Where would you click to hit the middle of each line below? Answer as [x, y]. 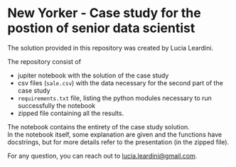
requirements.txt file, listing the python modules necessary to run [114, 98]
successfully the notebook [57, 105]
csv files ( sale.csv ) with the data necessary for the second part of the [120, 82]
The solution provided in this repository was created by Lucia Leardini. [111, 48]
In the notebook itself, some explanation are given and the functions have [115, 134]
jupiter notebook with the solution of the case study [93, 75]
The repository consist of [44, 61]
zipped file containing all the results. [71, 113]
